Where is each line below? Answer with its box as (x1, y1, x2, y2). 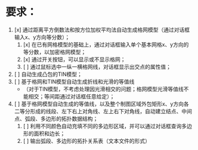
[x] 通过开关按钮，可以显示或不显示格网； (23, 56, 126, 63)
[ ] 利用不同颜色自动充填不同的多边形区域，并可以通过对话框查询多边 (23, 122, 192, 129)
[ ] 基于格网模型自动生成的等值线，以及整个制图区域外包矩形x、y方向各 (14, 100, 189, 107)
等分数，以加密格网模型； (23, 48, 86, 55)
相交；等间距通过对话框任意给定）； (28, 92, 115, 100)
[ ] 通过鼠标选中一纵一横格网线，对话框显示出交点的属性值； (23, 63, 171, 70)
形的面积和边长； (23, 130, 66, 137)
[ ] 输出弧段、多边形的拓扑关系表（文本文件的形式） (23, 137, 150, 144)
